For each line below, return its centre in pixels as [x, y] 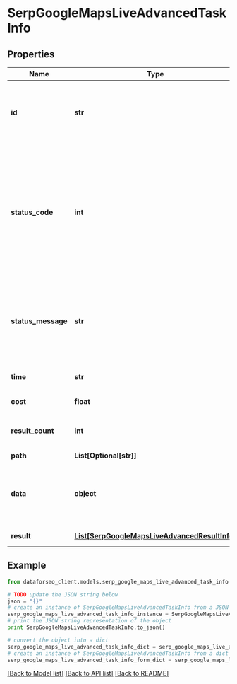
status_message [39, 321]
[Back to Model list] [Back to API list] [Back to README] [88, 673]
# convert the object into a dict [58, 640]
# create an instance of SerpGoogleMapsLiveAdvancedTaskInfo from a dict [118, 653]
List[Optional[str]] [105, 456]
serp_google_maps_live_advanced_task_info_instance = [88, 614]
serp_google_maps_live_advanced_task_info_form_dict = [90, 660]
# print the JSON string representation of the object [90, 621]
